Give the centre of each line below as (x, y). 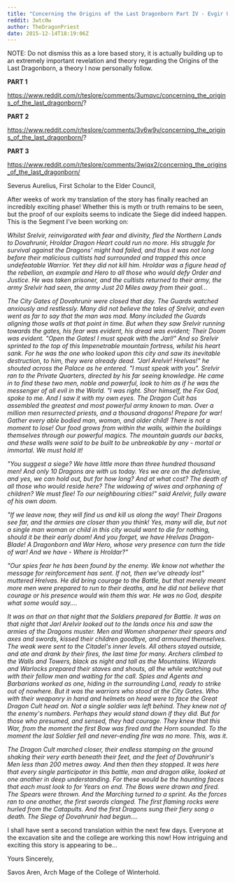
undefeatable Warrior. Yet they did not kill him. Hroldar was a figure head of (117, 265)
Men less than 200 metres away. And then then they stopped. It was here (113, 764)
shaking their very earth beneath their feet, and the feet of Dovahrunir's (111, 757)
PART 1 (17, 82)
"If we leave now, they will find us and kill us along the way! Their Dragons (115, 515)
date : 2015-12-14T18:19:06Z (48, 33)
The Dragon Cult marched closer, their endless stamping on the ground (110, 750)
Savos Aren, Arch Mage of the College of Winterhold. (84, 872)
